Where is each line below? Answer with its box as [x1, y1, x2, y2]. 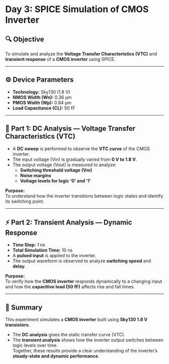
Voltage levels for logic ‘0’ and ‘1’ [20, 177, 91, 184]
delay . [12, 263, 26, 269]
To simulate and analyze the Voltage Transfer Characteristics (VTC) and [5, 51, 157, 56]
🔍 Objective [5, 35, 44, 43]
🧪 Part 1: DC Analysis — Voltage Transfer [5, 125, 136, 133]
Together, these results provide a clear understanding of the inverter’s [12, 348, 157, 354]
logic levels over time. [12, 342, 58, 348]
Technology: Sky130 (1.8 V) [12, 89, 70, 95]
